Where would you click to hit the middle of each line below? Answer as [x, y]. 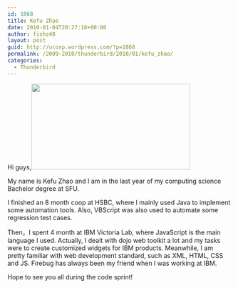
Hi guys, [20, 167]
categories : [25, 61]
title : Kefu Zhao [33, 21]
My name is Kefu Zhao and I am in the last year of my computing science [114, 181]
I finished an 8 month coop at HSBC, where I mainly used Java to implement [119, 202]
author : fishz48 [31, 34]
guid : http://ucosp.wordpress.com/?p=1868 [71, 47]
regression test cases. [40, 217]
